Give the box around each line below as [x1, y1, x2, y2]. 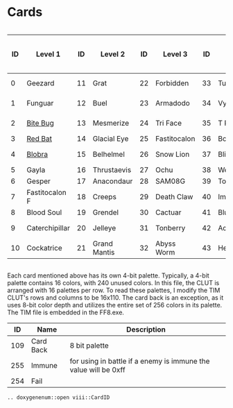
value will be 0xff [69, 365, 126, 375]
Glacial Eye [92, 133, 129, 143]
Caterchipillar [26, 223, 71, 232]
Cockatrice [26, 243, 62, 253]
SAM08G [155, 176, 186, 186]
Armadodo [155, 98, 191, 108]
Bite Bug [26, 118, 54, 128]
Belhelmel [92, 149, 125, 159]
